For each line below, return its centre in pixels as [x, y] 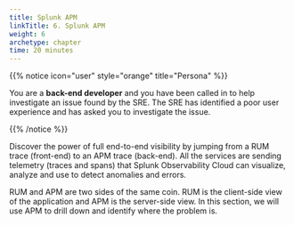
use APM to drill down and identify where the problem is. [114, 211]
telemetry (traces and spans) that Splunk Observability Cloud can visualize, [148, 165]
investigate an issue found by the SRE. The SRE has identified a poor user [144, 102]
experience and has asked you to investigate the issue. [110, 112]
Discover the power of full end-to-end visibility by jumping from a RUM [139, 147]
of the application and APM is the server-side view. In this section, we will [144, 202]
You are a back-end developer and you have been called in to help [132, 93]
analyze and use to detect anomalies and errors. [98, 175]
